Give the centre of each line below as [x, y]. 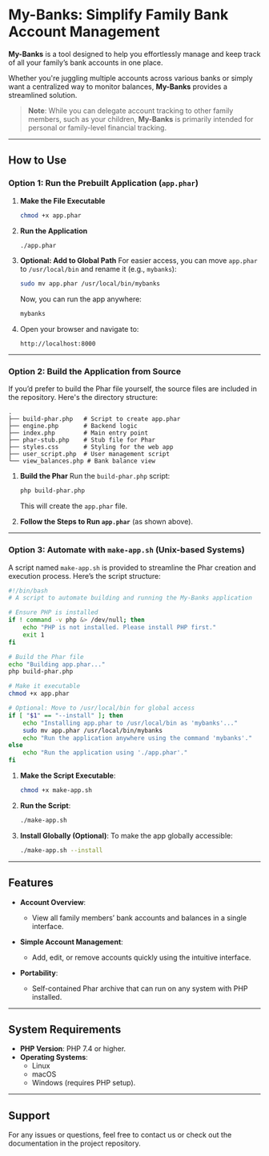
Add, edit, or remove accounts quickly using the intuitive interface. [141, 957]
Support [29, 1116]
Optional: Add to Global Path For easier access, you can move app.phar [139, 261]
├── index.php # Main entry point [78, 433]
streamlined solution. [43, 95]
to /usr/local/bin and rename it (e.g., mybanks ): [98, 269]
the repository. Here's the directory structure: [83, 398]
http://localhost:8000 [58, 344]
